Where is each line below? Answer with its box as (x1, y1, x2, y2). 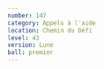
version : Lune (7, 41, 54, 49)
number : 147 (7, 11, 46, 20)
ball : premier (7, 48, 54, 56)
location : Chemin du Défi (7, 26, 92, 34)
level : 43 (7, 33, 40, 42)
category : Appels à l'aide (7, 19, 96, 27)
